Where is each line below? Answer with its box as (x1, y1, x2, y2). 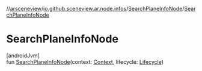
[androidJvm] (6, 52, 40, 59)
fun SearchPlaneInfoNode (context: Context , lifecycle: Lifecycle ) (6, 58, 164, 65)
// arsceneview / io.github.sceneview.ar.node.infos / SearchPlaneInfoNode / (6, 5, 185, 12)
